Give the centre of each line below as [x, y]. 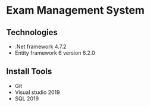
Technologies [32, 32]
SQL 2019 [27, 98]
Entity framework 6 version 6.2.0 [55, 53]
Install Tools [29, 72]
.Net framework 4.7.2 [40, 46]
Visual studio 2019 [37, 92]
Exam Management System [75, 10]
